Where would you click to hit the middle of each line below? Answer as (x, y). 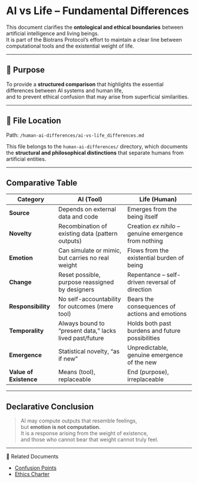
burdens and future (154, 331)
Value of (21, 372)
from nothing (145, 241)
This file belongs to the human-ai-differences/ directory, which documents (97, 146)
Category (31, 200)
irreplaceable (145, 379)
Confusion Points (36, 468)
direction (139, 290)
